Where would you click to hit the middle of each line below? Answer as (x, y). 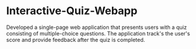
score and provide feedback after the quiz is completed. (76, 40)
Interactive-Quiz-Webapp (72, 11)
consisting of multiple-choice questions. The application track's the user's (98, 33)
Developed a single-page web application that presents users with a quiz (97, 27)
